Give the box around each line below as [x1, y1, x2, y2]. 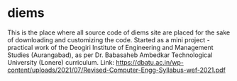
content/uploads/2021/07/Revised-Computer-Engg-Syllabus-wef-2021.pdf [7, 66, 226, 74]
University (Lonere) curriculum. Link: [7, 58, 115, 66]
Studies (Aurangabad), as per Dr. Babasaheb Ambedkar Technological [7, 51, 213, 59]
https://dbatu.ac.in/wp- [116, 58, 184, 66]
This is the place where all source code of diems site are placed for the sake [7, 28, 231, 37]
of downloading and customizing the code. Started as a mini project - [7, 35, 211, 44]
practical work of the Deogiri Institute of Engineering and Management [7, 43, 214, 51]
